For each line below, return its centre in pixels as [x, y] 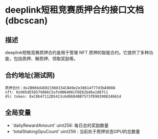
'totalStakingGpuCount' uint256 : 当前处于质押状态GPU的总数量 [76, 131]
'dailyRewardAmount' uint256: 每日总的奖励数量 [60, 125]
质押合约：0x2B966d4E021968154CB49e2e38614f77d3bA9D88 [60, 88]
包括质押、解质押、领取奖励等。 [46, 59]
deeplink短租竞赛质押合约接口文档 [75, 10]
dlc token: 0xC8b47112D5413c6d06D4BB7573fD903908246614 [63, 96]
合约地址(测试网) [30, 75]
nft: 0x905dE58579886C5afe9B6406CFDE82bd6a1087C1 [57, 92]
